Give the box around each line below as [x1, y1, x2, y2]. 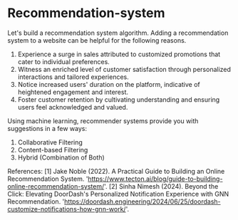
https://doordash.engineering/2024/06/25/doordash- [63, 197, 221, 206]
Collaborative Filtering [17, 137, 83, 147]
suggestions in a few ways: [7, 124, 88, 132]
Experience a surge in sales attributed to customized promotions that [17, 50, 221, 58]
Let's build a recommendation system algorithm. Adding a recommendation [7, 28, 229, 37]
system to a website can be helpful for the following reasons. [7, 36, 187, 44]
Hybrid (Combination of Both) [17, 153, 105, 162]
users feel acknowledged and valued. [17, 103, 128, 111]
